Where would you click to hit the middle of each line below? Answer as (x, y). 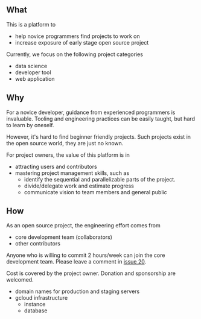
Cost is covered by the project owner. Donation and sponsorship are (91, 273)
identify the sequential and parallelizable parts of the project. (100, 179)
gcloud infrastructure (41, 298)
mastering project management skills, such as (72, 173)
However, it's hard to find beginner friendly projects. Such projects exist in (99, 137)
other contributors (37, 244)
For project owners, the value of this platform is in (68, 155)
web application (35, 78)
